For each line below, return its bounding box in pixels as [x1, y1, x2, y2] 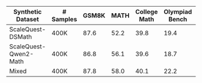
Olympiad [163, 8, 192, 16]
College [135, 8, 158, 16]
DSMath [9, 33, 32, 41]
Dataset [16, 15, 39, 23]
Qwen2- [9, 50, 34, 58]
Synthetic [13, 8, 42, 16]
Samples [51, 15, 78, 23]
